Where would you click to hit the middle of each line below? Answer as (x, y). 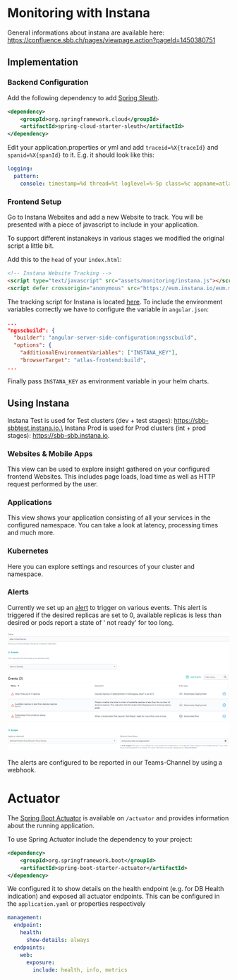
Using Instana (38, 404)
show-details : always (58, 940)
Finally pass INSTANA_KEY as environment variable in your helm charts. (108, 381)
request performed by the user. (53, 484)
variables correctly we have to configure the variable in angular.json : (108, 309)
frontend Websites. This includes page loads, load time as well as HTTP (111, 476)
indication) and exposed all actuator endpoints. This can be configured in (114, 896)
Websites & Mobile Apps (50, 453)
